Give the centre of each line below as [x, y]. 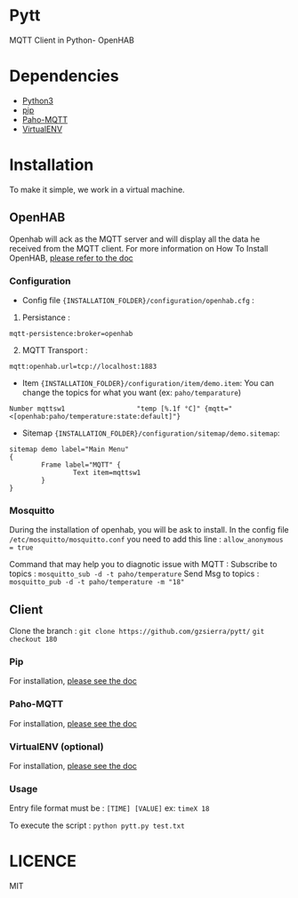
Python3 [37, 100]
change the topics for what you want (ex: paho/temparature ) [132, 392]
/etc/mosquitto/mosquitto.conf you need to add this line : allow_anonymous [146, 540]
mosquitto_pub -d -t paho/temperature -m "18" [97, 582]
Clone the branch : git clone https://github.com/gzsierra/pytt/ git [137, 631]
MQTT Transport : [55, 350]
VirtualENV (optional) [56, 746]
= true [21, 548]
